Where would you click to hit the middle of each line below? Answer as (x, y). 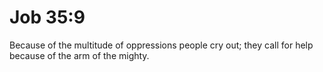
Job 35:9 (47, 17)
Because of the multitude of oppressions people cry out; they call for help (161, 45)
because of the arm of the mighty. (79, 55)
